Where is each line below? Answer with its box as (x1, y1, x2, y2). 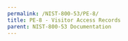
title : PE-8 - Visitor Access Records (7, 17, 121, 24)
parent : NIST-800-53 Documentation (7, 23, 112, 30)
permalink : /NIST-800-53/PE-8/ (7, 10, 99, 17)
